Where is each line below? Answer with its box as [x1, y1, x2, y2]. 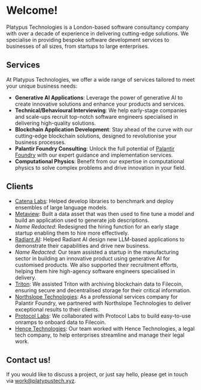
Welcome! [6, 4, 58, 17]
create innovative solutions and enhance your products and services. [14, 100, 185, 107]
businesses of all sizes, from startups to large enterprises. [6, 43, 150, 50]
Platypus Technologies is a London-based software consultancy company [6, 23, 189, 31]
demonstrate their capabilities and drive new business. [14, 242, 150, 249]
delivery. [14, 274, 36, 281]
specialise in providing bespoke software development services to [6, 36, 169, 43]
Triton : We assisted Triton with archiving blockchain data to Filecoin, [14, 280, 184, 287]
